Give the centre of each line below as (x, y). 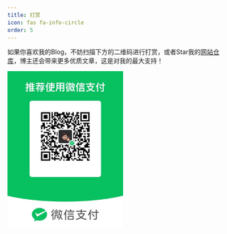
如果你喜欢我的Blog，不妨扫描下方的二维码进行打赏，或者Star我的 (104, 52)
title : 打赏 (24, 15)
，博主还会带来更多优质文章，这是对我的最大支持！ (89, 61)
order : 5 (20, 30)
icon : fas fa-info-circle (46, 22)
